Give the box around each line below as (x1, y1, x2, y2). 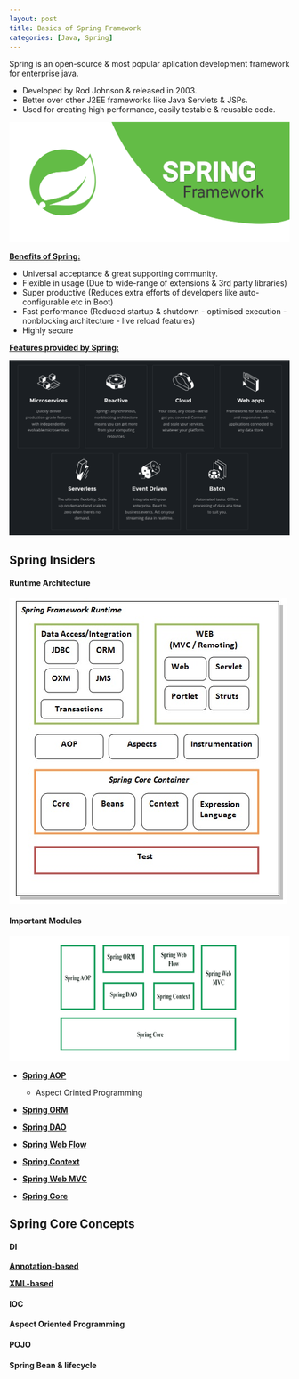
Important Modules (9, 915, 82, 926)
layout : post (9, 14, 58, 23)
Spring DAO (21, 1122, 67, 1132)
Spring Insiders (9, 553, 96, 568)
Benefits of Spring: (9, 251, 81, 262)
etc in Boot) (70, 296, 114, 307)
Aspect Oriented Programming (9, 1318, 125, 1330)
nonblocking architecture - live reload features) (21, 316, 196, 327)
